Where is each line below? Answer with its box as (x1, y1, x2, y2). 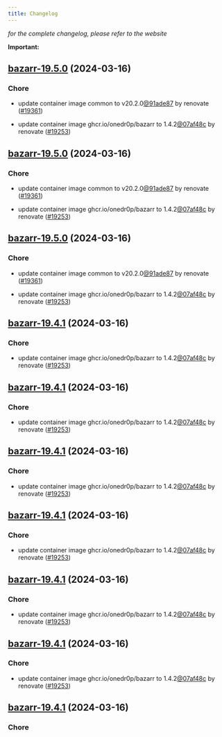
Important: (8, 42, 40, 51)
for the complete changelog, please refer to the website (8, 29, 167, 37)
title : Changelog (8, 10, 58, 17)
